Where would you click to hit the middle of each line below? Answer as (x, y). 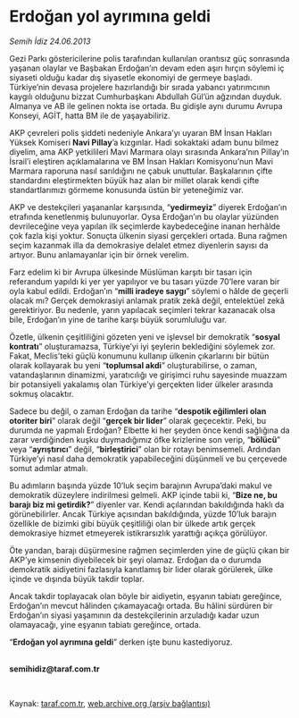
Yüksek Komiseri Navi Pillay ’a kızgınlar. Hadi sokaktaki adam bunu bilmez (144, 142)
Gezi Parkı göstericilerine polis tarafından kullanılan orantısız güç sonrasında (149, 58)
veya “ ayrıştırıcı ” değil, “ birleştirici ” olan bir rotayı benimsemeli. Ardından (145, 449)
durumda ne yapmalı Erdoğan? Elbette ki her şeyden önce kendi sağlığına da (149, 430)
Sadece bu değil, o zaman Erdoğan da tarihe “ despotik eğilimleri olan (138, 411)
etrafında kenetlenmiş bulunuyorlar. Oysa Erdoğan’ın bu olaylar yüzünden (144, 216)
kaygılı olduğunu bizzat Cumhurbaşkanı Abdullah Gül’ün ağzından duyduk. (146, 97)
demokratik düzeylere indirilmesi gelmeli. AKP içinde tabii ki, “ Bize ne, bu (144, 494)
